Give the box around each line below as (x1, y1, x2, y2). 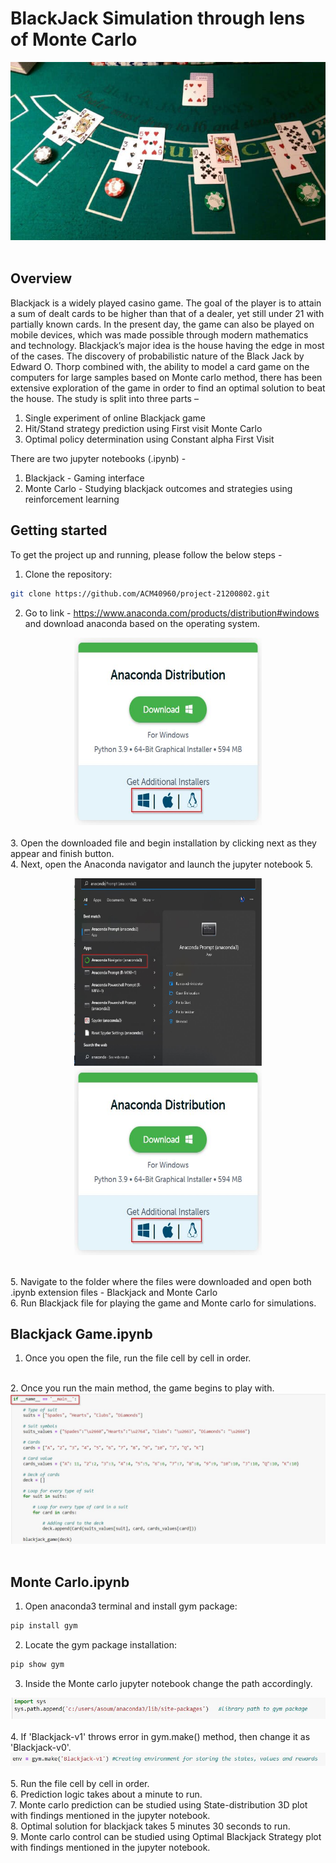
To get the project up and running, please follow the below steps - (10, 548, 283, 561)
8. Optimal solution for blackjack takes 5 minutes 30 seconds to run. (10, 1820, 291, 1832)
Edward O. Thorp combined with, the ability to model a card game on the (10, 360, 310, 372)
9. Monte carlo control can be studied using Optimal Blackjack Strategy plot (10, 1830, 322, 1842)
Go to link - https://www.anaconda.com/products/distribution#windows (24, 607, 320, 619)
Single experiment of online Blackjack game (24, 412, 206, 424)
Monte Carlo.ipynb (10, 1573, 130, 1591)
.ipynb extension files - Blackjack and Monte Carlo (10, 1286, 218, 1298)
